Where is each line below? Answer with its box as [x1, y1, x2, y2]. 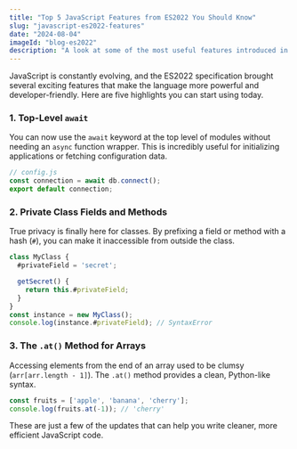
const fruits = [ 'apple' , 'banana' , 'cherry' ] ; [9, 396, 189, 405]
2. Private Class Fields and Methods [9, 206, 167, 218]
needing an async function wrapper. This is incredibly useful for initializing [9, 142, 280, 152]
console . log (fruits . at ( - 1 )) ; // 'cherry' [9, 404, 165, 413]
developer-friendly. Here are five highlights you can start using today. [9, 90, 264, 101]
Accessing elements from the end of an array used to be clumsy [9, 360, 245, 371]
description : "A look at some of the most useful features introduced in [9, 46, 289, 55]
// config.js [9, 168, 58, 177]
